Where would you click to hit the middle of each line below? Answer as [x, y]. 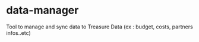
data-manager [42, 10]
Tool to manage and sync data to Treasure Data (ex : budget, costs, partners [99, 27]
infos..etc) [18, 33]
